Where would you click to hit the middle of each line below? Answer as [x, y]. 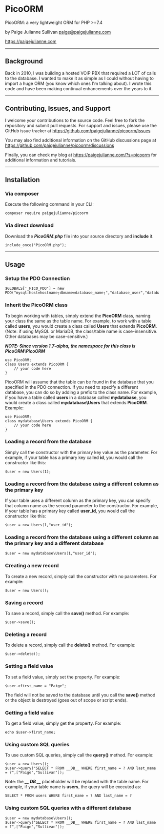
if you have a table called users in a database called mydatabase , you [76, 397]
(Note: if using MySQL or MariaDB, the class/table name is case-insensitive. [81, 331]
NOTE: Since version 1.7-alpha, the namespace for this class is [70, 346]
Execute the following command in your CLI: [49, 204]
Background [24, 61]
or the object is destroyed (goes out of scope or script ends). [66, 700]
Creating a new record [32, 566]
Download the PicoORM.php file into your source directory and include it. [79, 236]
